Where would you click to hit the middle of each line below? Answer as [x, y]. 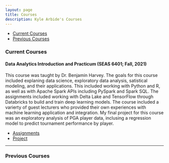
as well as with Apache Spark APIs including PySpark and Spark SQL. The [82, 91]
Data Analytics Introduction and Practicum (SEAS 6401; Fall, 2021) [76, 64]
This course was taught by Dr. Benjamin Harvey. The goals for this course [81, 75]
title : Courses [21, 15]
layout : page [19, 10]
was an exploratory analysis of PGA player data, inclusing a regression [78, 118]
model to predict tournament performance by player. [60, 123]
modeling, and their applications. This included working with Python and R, [83, 86]
